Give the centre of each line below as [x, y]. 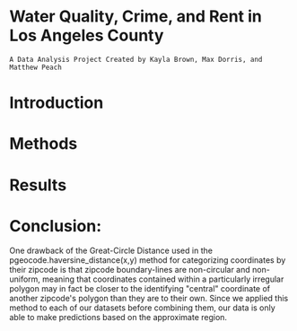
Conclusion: [56, 226]
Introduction [57, 103]
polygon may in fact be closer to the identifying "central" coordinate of [140, 289]
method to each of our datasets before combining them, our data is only [142, 308]
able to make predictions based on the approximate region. [118, 318]
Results [38, 185]
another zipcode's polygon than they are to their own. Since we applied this [149, 299]
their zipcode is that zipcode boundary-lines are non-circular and [130, 270]
